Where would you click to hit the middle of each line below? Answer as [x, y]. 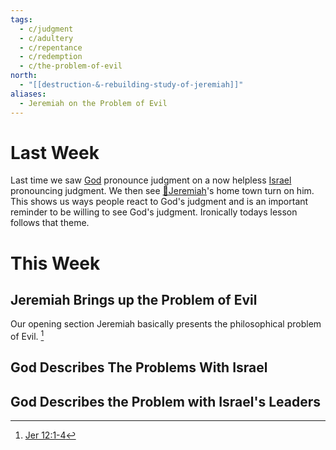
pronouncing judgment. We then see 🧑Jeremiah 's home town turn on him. [162, 191]
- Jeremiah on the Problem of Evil [93, 103]
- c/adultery [46, 38]
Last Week [55, 152]
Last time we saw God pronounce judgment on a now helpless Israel [151, 180]
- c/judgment [46, 29]
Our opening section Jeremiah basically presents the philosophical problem [166, 324]
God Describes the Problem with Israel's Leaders [166, 401]
